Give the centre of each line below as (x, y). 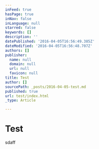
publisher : (16, 55)
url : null (19, 69)
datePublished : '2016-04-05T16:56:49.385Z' (50, 42)
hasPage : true (20, 14)
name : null (20, 60)
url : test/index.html (27, 96)
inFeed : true (18, 10)
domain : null (23, 64)
